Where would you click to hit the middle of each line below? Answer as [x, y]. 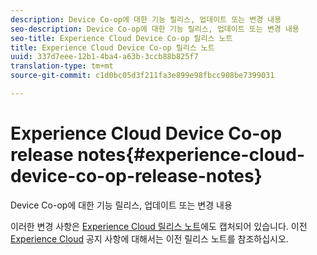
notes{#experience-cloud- [191, 155]
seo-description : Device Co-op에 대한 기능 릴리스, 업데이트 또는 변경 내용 [155, 29]
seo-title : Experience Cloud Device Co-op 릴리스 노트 [121, 38]
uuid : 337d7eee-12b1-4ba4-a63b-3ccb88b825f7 [104, 57]
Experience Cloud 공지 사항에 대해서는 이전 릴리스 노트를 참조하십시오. [149, 238]
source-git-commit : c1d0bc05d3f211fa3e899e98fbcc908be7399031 [142, 76]
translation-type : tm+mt [62, 66]
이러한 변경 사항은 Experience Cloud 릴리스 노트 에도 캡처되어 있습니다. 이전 [159, 226]
